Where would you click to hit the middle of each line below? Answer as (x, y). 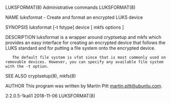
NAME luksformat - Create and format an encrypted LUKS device (74, 17)
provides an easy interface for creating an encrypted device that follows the (85, 43)
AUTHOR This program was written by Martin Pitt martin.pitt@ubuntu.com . (84, 86)
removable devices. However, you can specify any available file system (84, 62)
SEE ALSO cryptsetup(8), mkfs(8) (41, 76)
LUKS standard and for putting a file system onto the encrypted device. (80, 48)
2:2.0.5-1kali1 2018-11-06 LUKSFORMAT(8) (50, 96)
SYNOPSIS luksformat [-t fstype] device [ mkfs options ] (65, 27)
